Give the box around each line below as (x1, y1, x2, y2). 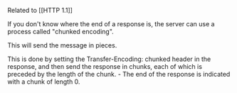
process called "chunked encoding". (7, 28, 114, 35)
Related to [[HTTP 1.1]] (7, 6, 73, 14)
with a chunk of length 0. (7, 77, 80, 86)
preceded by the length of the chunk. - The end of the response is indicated (7, 70, 231, 78)
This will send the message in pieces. (7, 41, 117, 49)
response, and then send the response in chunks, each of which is (7, 62, 203, 70)
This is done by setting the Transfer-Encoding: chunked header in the (7, 55, 211, 63)
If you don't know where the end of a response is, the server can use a (7, 20, 215, 28)
